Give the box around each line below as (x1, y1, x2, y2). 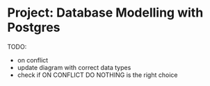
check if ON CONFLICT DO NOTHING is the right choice (17, 71, 178, 79)
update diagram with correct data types (17, 63, 131, 71)
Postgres (7, 19, 60, 35)
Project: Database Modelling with (7, 5, 204, 21)
